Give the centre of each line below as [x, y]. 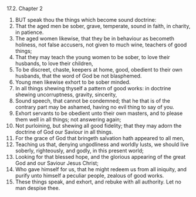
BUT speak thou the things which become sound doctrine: [86, 20]
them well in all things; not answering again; [68, 119]
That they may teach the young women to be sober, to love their [92, 57]
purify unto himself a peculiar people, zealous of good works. [89, 176]
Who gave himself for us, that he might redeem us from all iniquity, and [101, 169]
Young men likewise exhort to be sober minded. [73, 82]
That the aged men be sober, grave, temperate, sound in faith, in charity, [103, 26]
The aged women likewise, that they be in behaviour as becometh [95, 38]
